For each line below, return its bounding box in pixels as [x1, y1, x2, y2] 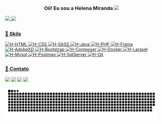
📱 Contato [5, 66, 29, 72]
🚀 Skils [5, 30, 21, 37]
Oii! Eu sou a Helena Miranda [44, 5, 113, 12]
